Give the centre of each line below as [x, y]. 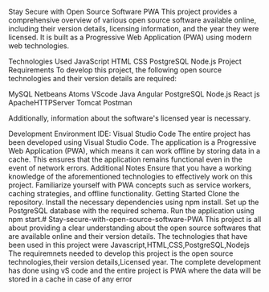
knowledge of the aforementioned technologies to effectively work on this [130, 177]
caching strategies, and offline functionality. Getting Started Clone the [124, 193]
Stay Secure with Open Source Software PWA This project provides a [123, 12]
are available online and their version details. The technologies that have [128, 236]
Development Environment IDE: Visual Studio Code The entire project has [130, 134]
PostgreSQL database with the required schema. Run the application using [131, 211]
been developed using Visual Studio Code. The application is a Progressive [132, 142]
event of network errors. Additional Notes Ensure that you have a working [130, 168]
